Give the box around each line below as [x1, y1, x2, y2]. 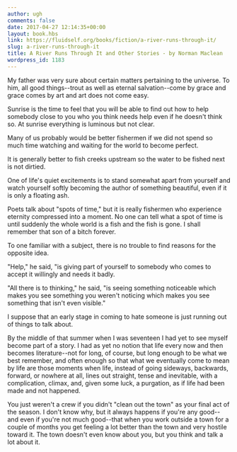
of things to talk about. [7, 320, 73, 328]
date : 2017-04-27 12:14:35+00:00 [7, 23, 106, 30]
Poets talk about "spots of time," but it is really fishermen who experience [7, 205, 222, 213]
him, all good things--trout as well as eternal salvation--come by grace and [7, 83, 226, 92]
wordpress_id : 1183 [7, 57, 65, 64]
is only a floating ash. [7, 191, 69, 199]
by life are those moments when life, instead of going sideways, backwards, [7, 363, 229, 372]
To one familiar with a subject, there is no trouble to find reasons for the [7, 241, 216, 249]
